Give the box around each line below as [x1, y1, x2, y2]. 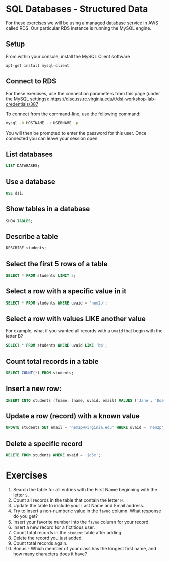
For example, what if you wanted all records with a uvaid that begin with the [6, 328, 163, 334]
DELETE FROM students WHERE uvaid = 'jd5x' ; [6, 453, 101, 458]
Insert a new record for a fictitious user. [13, 524, 95, 530]
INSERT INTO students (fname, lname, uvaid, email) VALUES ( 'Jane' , [6, 398, 153, 403]
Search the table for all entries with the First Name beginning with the [13, 486, 158, 492]
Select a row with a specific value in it [6, 287, 127, 296]
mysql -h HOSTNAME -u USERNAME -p [6, 121, 79, 126]
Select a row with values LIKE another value [6, 314, 146, 323]
